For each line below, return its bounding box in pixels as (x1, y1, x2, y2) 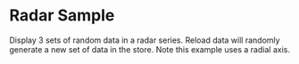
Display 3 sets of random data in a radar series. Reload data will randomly (9, 35, 280, 45)
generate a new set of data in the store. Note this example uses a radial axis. (9, 44, 290, 54)
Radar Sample (9, 5, 115, 26)
